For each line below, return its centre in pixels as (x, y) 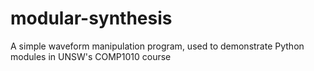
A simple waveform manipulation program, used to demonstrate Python (157, 46)
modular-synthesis (91, 18)
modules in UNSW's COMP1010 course (91, 56)
